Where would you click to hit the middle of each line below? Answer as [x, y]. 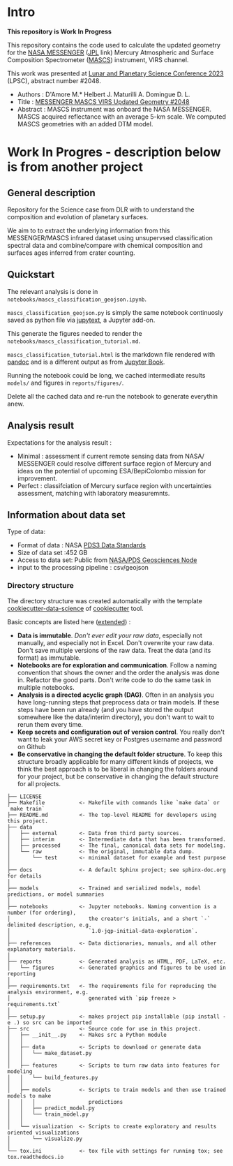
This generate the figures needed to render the [75, 333]
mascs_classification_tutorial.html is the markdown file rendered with [111, 354]
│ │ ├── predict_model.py [51, 1108]
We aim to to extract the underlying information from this [89, 230]
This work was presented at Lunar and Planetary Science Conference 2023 [115, 73]
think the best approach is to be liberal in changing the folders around [118, 769]
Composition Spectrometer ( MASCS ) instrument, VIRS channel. [98, 59]
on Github [31, 746]
